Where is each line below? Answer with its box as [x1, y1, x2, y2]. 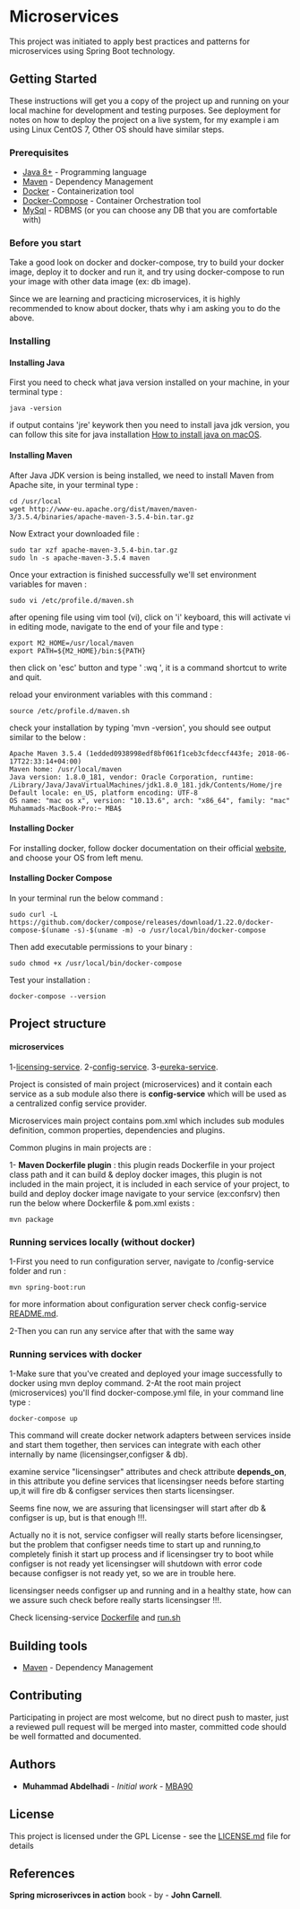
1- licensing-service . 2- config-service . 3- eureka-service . [9, 1061, 219, 1072]
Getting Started [9, 72, 98, 87]
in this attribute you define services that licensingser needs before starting [9, 1476, 285, 1486]
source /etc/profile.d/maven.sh [9, 706, 130, 715]
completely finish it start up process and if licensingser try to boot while [9, 1549, 274, 1560]
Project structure [9, 1016, 107, 1032]
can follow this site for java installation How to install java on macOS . [9, 429, 262, 440]
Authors [9, 1756, 56, 1773]
